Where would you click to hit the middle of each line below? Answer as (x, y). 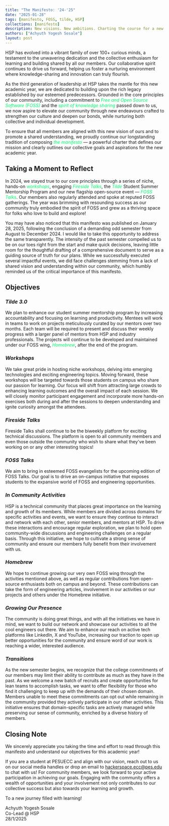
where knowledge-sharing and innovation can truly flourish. (67, 74)
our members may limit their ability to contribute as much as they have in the (85, 675)
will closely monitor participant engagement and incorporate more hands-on (84, 396)
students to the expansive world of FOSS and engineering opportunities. (80, 482)
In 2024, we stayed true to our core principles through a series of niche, (80, 181)
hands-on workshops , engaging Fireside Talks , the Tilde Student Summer (82, 186)
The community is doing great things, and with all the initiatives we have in (82, 619)
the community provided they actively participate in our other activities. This (84, 702)
